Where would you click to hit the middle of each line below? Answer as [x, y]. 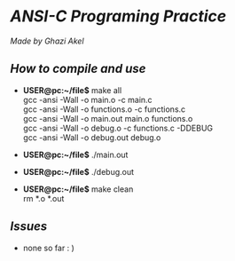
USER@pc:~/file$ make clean [78, 189]
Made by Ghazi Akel [47, 41]
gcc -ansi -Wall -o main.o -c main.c [88, 99]
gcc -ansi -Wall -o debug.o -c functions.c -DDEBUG [118, 128]
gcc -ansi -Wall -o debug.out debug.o [92, 137]
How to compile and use [78, 69]
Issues [29, 227]
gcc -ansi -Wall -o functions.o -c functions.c [104, 109]
